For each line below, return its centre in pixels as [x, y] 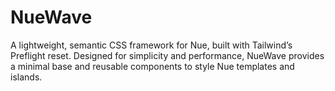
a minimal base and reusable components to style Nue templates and [152, 66]
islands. [26, 77]
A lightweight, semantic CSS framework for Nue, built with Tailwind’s [151, 45]
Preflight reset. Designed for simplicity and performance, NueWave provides [167, 55]
